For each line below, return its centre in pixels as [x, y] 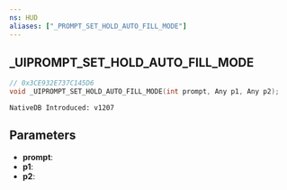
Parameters [43, 136]
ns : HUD [24, 18]
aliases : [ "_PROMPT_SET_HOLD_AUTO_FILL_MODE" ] [98, 26]
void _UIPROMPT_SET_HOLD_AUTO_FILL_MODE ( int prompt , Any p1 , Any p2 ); [144, 92]
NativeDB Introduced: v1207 [62, 108]
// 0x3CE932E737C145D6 [52, 83]
